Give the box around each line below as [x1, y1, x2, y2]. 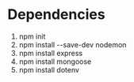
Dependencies [7, 6, 105, 24]
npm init [18, 32, 46, 41]
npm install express [18, 48, 83, 58]
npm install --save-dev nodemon [18, 39, 127, 49]
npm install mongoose [18, 57, 92, 66]
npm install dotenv [18, 65, 80, 74]
